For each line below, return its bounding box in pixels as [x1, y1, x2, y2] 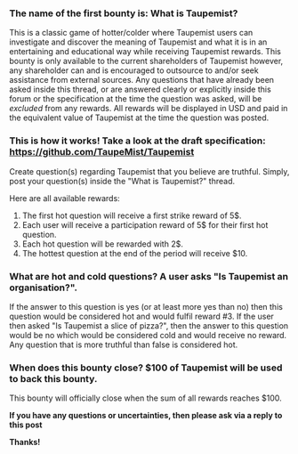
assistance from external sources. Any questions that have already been [9, 75, 274, 85]
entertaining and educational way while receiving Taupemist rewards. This [9, 46, 282, 57]
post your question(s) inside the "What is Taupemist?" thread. [9, 175, 236, 186]
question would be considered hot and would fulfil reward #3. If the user [9, 311, 274, 321]
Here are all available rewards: [9, 192, 120, 203]
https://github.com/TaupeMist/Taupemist [9, 146, 195, 158]
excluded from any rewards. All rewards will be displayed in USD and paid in [9, 103, 288, 114]
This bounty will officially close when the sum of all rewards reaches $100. [9, 393, 282, 403]
